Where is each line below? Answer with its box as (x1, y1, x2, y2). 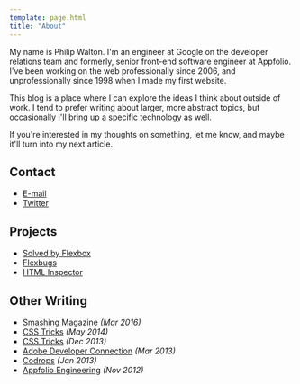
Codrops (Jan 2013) (22, 354, 97, 365)
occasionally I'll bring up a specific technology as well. (9, 112, 212, 122)
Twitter (22, 198, 50, 209)
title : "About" (9, 22, 67, 31)
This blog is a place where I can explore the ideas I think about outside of (9, 92, 281, 103)
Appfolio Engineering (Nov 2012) (22, 364, 144, 375)
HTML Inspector (22, 267, 83, 278)
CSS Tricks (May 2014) (22, 326, 109, 337)
